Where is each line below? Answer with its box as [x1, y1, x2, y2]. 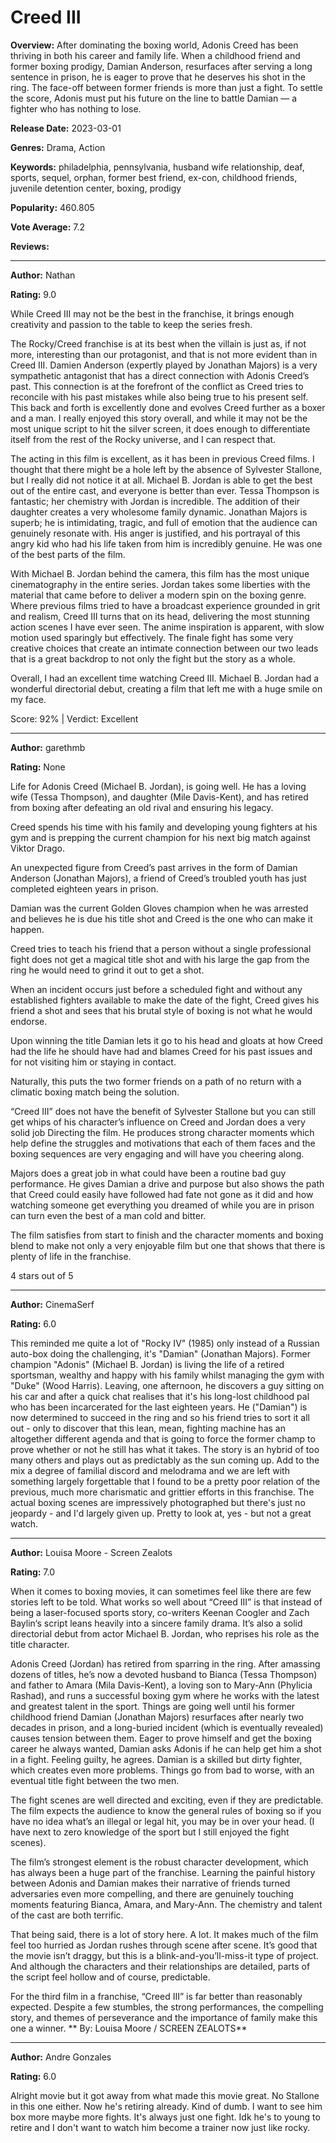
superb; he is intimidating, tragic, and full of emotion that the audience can [10, 516, 318, 528]
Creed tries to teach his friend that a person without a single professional [10, 942, 312, 955]
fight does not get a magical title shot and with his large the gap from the [10, 953, 310, 965]
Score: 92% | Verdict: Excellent [10, 712, 139, 725]
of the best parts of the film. [10, 548, 126, 560]
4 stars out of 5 [10, 1269, 74, 1281]
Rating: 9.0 [10, 288, 57, 300]
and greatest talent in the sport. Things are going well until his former [10, 1700, 296, 1712]
